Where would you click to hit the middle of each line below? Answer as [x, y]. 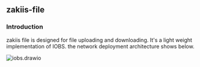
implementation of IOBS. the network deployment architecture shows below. [100, 46]
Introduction [25, 27]
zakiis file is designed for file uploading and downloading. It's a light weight [99, 40]
